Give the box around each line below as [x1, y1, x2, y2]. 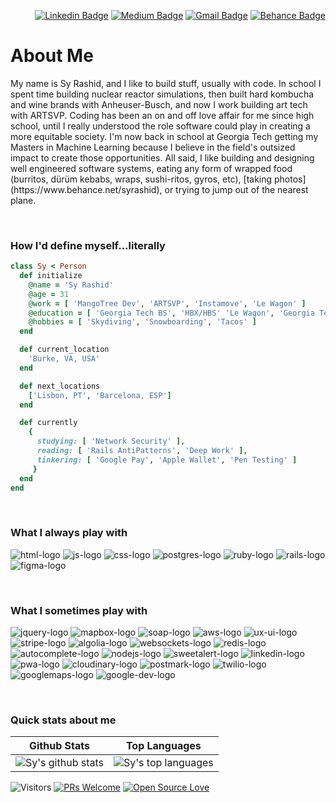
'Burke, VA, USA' [28, 354, 101, 364]
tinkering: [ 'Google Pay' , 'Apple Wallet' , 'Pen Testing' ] [36, 455, 298, 465]
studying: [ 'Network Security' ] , [36, 436, 186, 447]
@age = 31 [28, 289, 70, 299]
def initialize [19, 271, 83, 281]
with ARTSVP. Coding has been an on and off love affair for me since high [10, 109, 315, 121]
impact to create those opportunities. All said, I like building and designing [10, 151, 315, 164]
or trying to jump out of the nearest [164, 183, 309, 195]
